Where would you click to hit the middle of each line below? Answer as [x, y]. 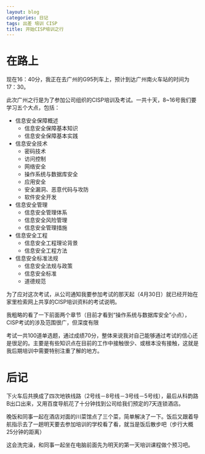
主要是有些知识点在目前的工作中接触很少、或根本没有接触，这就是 [116, 343]
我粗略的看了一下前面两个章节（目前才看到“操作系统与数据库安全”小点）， [98, 315]
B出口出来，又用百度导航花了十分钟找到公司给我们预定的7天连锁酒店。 [95, 404]
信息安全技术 [31, 144]
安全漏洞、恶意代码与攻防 [56, 190]
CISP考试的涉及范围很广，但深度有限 [52, 322]
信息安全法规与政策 [49, 266]
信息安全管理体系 [46, 212]
